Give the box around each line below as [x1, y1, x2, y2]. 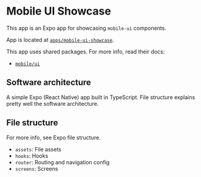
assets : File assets [15, 145, 62, 153]
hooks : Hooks [15, 152, 49, 159]
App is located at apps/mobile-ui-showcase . [6, 36, 114, 43]
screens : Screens [15, 165, 58, 172]
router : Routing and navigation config [15, 158, 110, 165]
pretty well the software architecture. [6, 100, 99, 107]
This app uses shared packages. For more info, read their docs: [6, 47, 165, 55]
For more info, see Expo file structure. [6, 134, 101, 141]
